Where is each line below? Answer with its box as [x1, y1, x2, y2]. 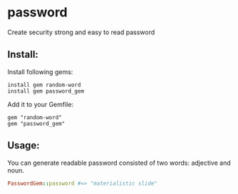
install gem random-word [7, 81, 81, 88]
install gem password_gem [7, 87, 84, 95]
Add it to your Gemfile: [7, 100, 73, 108]
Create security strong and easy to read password [7, 28, 155, 36]
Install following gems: [7, 67, 73, 76]
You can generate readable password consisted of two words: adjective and [7, 158, 231, 167]
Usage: [7, 140, 41, 152]
